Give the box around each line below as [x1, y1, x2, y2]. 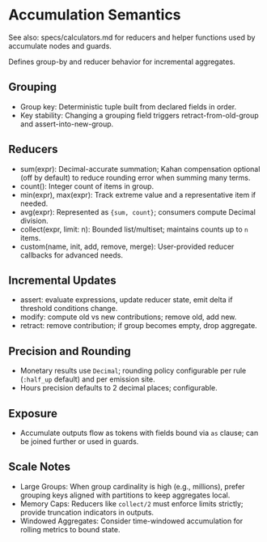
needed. [19, 198, 49, 208]
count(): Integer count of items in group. [19, 181, 155, 191]
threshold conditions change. [19, 304, 118, 314]
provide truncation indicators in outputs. [19, 507, 155, 517]
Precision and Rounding [8, 344, 131, 358]
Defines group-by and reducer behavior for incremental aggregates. [8, 57, 236, 66]
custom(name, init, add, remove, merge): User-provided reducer [19, 241, 235, 251]
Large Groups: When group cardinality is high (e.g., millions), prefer [19, 481, 245, 491]
